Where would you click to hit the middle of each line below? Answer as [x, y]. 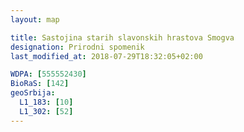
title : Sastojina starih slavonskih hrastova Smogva [122, 37]
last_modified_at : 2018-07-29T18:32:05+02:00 [106, 56]
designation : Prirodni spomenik [77, 47]
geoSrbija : [33, 93]
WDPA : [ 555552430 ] [48, 74]
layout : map [35, 19]
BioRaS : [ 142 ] [40, 84]
